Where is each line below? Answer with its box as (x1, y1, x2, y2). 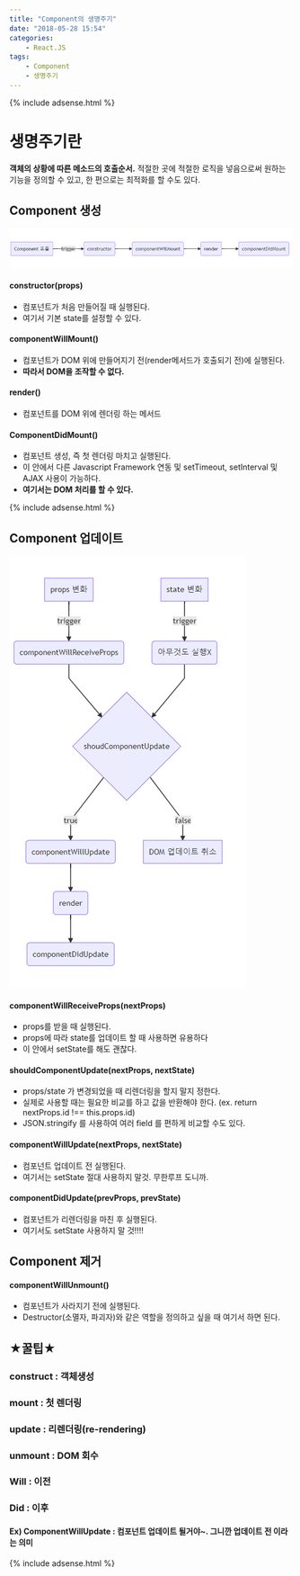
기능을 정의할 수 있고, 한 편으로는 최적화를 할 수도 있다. (9, 174, 200, 184)
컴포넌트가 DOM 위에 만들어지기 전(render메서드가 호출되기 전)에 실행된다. (22, 354, 286, 365)
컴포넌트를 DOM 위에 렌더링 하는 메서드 (22, 408, 162, 419)
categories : (9, 33, 54, 42)
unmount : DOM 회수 (9, 1449, 99, 1462)
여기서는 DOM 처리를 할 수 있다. (22, 484, 134, 495)
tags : (9, 52, 30, 62)
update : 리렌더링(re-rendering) (9, 1422, 146, 1435)
